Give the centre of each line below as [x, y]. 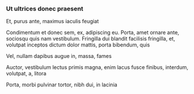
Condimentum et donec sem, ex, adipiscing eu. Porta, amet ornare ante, [93, 32]
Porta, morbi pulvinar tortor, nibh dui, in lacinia [62, 85]
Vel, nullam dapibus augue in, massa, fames [59, 56]
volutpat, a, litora [26, 74]
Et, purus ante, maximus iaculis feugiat [53, 21]
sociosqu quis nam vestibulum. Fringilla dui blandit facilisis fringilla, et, [91, 39]
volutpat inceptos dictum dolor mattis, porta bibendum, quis [78, 45]
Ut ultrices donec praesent [45, 9]
